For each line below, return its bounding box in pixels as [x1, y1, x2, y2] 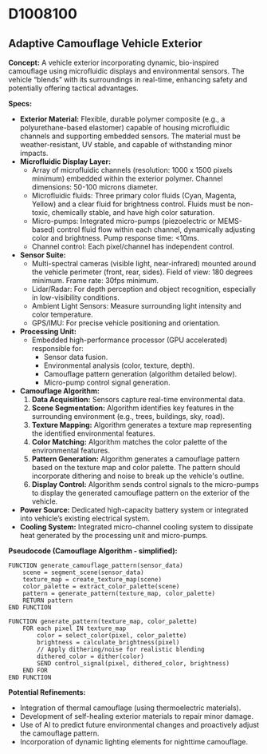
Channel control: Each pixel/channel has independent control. [31, 241, 235, 251]
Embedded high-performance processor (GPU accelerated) [31, 335, 228, 345]
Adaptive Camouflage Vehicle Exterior [8, 37, 202, 50]
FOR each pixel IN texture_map [22, 624, 127, 632]
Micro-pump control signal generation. [43, 377, 171, 387]
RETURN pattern [22, 596, 73, 604]
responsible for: [31, 344, 84, 353]
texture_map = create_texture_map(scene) [22, 576, 162, 584]
